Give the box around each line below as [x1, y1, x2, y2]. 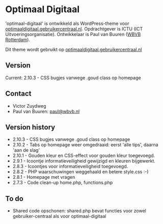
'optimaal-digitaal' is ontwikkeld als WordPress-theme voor [5, 20, 129, 26]
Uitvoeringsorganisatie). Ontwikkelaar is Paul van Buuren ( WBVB [5, 31, 141, 37]
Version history [5, 123, 56, 132]
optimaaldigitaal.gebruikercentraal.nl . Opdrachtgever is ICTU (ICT [5, 25, 143, 31]
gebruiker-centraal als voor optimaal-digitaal [12, 213, 106, 219]
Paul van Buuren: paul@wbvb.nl [12, 108, 80, 114]
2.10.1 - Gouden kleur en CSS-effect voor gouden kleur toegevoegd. [12, 152, 155, 158]
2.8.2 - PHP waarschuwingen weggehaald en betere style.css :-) [12, 169, 149, 175]
